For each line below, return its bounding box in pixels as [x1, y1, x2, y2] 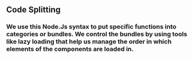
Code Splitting [6, 5, 61, 15]
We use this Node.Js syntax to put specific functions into [6, 23, 177, 31]
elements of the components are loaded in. [6, 45, 134, 53]
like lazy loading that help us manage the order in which [6, 38, 172, 46]
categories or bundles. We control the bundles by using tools [6, 30, 188, 38]
